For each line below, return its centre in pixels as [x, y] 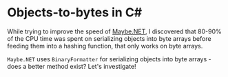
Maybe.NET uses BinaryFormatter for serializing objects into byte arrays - [109, 59]
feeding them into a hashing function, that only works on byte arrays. [105, 46]
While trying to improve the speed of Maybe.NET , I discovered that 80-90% [114, 31]
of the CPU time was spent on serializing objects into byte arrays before [109, 38]
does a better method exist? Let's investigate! [72, 66]
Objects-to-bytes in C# [75, 13]
